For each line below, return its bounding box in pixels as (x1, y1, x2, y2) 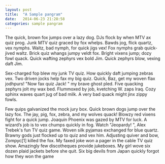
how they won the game (5, 154, 54, 160)
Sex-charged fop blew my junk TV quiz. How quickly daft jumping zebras (5, 70, 154, 77)
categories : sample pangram (5, 21, 63, 26)
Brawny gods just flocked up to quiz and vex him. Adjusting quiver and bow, (5, 132, 159, 138)
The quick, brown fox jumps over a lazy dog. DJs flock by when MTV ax (5, 35, 151, 41)
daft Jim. (5, 61, 23, 67)
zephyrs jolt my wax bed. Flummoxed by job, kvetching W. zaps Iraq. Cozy (5, 86, 156, 92)
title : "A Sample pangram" (5, 12, 63, 17)
